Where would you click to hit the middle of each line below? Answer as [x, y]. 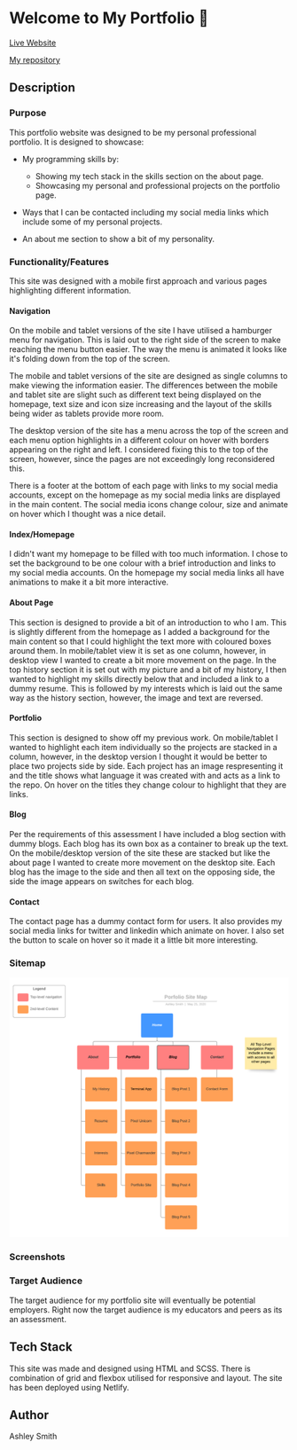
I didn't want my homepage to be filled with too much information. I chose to [148, 554]
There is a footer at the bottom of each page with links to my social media [144, 486]
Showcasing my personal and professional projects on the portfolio [158, 185]
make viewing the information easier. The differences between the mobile [144, 386]
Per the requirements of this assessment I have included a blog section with [148, 834]
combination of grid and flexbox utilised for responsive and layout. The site [146, 1377]
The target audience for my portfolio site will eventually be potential [132, 1300]
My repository [35, 59]
